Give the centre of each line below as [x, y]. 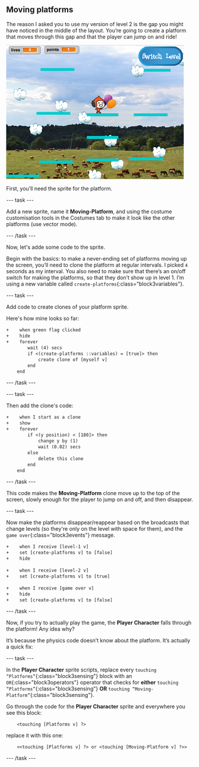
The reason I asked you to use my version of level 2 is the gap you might [95, 24]
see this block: [24, 712]
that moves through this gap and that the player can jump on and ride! [91, 37]
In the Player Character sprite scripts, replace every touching [81, 670]
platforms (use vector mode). [42, 224]
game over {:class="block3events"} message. [61, 535]
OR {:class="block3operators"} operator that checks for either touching [92, 682]
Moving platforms [40, 10]
